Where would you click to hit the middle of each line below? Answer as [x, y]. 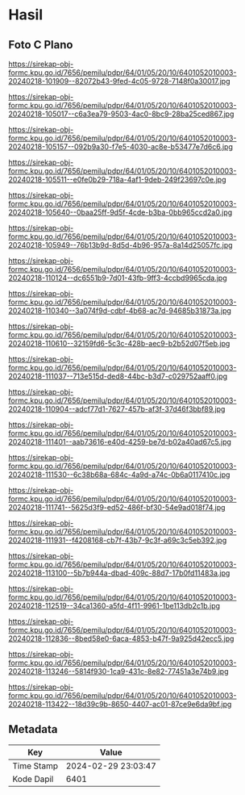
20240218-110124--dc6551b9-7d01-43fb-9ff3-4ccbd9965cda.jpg [118, 278]
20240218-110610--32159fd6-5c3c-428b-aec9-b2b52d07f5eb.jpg [119, 343]
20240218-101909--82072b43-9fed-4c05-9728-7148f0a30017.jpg [119, 81]
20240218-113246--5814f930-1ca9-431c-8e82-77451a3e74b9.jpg [118, 671]
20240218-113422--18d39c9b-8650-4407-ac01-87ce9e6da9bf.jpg [120, 704]
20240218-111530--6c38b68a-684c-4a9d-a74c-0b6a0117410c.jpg [119, 475]
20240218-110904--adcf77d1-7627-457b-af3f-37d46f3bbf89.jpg [117, 409]
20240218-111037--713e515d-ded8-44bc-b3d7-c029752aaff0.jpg [118, 376]
